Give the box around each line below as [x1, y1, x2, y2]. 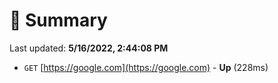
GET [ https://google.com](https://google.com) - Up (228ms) [23, 61, 269, 73]
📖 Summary [9, 9, 108, 32]
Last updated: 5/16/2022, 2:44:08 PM [9, 42, 169, 54]
